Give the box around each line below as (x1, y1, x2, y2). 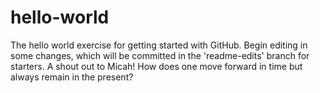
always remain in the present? (10, 71, 134, 83)
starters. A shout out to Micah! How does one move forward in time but (10, 60, 303, 72)
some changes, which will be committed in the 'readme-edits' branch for (10, 49, 310, 61)
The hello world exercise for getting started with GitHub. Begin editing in (10, 39, 308, 51)
